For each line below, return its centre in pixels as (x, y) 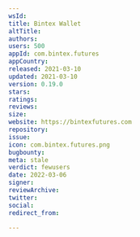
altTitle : (25, 31)
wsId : (17, 16)
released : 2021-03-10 (45, 69)
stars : (19, 92)
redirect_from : (34, 213)
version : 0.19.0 (36, 84)
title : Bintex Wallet (45, 24)
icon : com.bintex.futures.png (59, 145)
